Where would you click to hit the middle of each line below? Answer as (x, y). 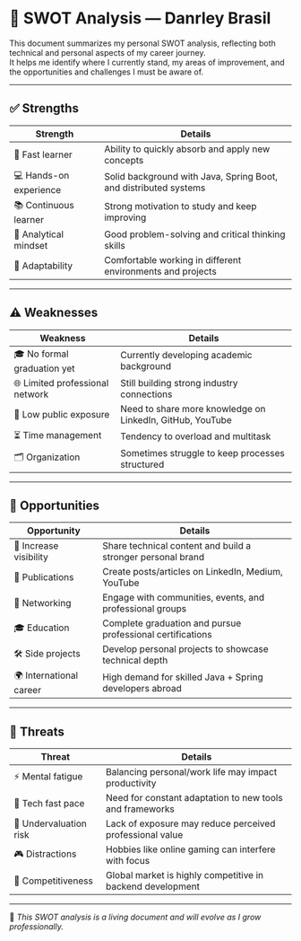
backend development (153, 886)
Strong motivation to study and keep (181, 207)
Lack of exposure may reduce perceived (191, 823)
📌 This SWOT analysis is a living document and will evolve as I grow (135, 917)
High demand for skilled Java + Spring (183, 677)
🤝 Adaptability (43, 266)
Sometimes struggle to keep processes (202, 453)
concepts (124, 160)
